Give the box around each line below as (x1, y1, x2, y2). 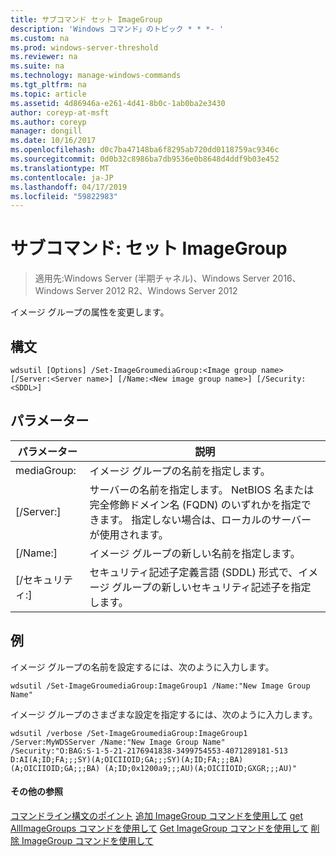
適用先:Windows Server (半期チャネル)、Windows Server (34, 272, 271, 285)
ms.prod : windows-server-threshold (10, 42, 159, 53)
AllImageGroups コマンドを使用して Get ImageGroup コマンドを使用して (10, 822, 309, 834)
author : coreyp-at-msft (10, 107, 110, 118)
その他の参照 (10, 786, 63, 798)
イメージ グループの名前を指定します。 (89, 464, 271, 478)
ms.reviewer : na (10, 52, 78, 62)
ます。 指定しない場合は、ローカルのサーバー (99, 512, 312, 526)
